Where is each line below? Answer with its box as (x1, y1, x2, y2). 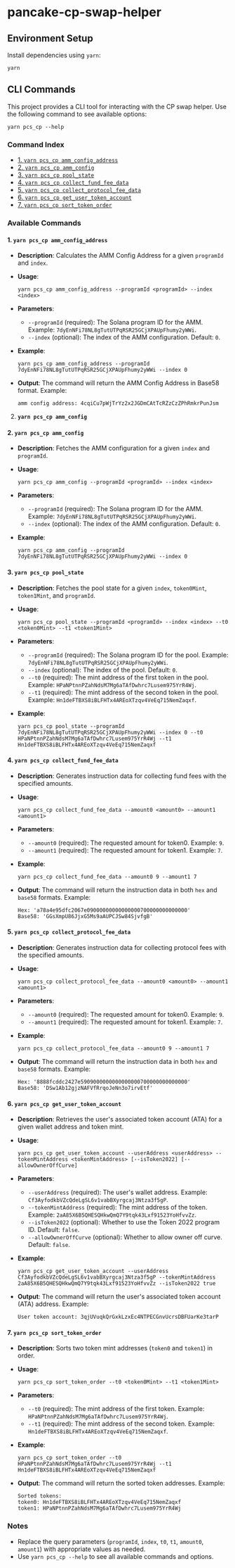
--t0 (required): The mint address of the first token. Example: (27, 1405, 205, 1413)
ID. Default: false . (27, 1226, 80, 1234)
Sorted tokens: (17, 1493, 62, 1500)
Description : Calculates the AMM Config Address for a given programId (17, 251, 224, 260)
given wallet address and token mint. (17, 1122, 124, 1131)
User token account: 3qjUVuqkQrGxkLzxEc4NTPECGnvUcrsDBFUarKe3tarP (17, 1314, 219, 1321)
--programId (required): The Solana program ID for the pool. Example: (27, 651, 229, 659)
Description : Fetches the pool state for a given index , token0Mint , (17, 584, 207, 592)
